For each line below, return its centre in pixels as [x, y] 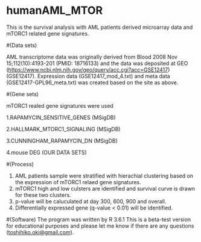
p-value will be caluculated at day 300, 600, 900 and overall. [91, 201]
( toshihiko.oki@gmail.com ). [40, 232]
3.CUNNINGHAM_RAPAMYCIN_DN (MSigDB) [62, 141]
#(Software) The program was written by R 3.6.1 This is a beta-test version [99, 219]
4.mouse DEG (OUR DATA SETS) [47, 152]
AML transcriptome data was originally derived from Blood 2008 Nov [92, 57]
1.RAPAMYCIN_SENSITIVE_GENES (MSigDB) [61, 117]
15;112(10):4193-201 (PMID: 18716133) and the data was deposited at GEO [97, 63]
